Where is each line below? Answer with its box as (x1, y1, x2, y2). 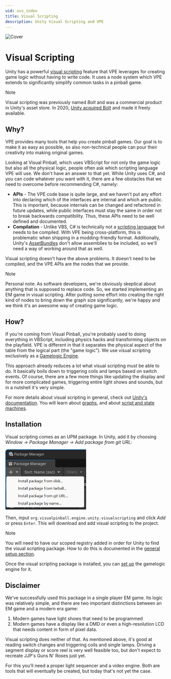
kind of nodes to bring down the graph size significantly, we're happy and (5, 297, 160, 303)
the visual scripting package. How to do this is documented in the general (5, 545, 160, 551)
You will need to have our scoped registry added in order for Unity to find (5, 540, 159, 546)
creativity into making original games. (5, 150, 84, 156)
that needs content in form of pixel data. (12, 626, 97, 632)
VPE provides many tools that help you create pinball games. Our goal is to (5, 139, 162, 145)
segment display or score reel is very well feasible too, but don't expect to (5, 647, 161, 653)
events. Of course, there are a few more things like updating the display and (5, 373, 165, 379)
